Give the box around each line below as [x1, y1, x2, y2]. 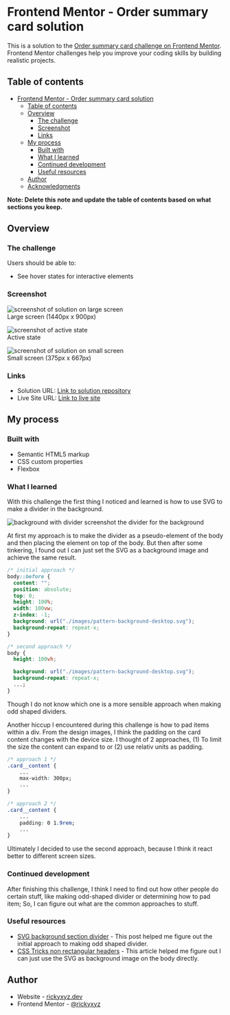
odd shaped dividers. [7, 707, 67, 716]
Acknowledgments [27, 182, 81, 190]
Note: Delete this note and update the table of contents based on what [7, 195, 211, 204]
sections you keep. [7, 202, 63, 211]
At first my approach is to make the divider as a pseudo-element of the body [7, 531, 224, 540]
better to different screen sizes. [7, 852, 96, 860]
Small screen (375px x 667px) [7, 354, 91, 362]
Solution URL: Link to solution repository [16, 387, 131, 395]
